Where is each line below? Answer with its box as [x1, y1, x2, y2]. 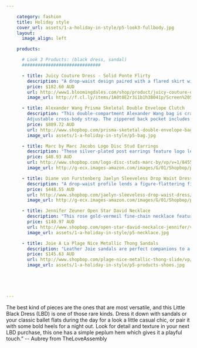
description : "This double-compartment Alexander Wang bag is [27, 111, 182, 117]
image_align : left [21, 36, 67, 42]
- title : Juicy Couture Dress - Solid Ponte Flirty [21, 73, 151, 79]
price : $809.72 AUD [27, 121, 75, 127]
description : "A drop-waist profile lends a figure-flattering [27, 181, 185, 187]
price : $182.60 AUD [27, 83, 75, 90]
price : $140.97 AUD [27, 219, 75, 225]
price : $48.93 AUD [27, 154, 72, 160]
